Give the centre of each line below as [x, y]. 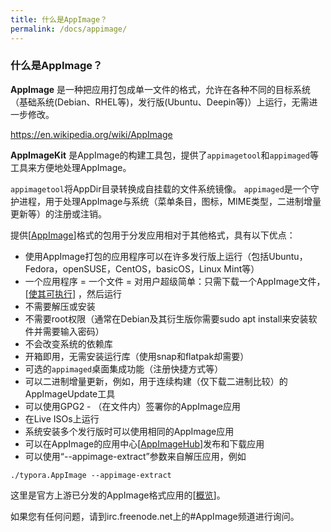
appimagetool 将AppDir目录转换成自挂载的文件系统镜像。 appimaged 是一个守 [165, 188]
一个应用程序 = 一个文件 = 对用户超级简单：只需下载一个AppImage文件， [175, 281]
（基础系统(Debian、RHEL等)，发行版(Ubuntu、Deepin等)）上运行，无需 [160, 102]
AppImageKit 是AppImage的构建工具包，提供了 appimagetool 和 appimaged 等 [164, 155]
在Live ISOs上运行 [62, 418]
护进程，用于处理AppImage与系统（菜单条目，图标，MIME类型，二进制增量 [166, 201]
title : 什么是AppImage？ [59, 19]
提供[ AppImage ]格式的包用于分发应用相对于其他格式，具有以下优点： [153, 235]
